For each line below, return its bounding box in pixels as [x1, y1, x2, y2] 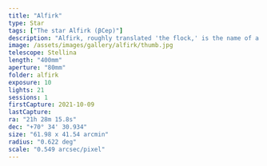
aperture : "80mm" [8, 64, 66, 72]
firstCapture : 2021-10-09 [8, 101, 94, 109]
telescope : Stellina [8, 49, 78, 57]
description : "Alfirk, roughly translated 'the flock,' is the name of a [8, 34, 260, 42]
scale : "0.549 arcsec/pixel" [8, 145, 106, 153]
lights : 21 [8, 85, 45, 94]
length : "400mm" [8, 57, 62, 65]
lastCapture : [8, 109, 52, 117]
